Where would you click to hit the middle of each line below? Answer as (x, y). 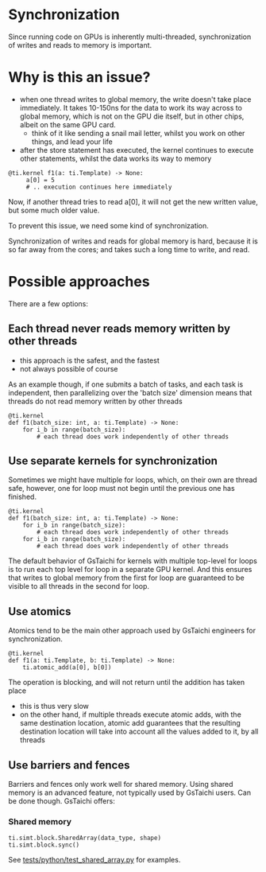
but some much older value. (54, 210)
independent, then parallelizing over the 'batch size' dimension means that (130, 392)
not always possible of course (69, 368)
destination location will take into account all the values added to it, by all (139, 732)
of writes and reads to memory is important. (80, 45)
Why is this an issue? (79, 78)
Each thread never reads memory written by (120, 329)
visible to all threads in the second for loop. (79, 586)
